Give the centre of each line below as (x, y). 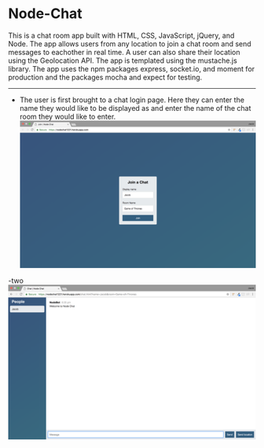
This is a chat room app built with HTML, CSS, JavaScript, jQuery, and (121, 35)
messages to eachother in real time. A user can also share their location (124, 52)
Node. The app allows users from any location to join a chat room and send (130, 43)
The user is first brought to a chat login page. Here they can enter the (132, 100)
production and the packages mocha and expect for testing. (105, 77)
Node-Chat (45, 14)
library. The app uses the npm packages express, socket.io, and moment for (132, 68)
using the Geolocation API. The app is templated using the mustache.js (123, 61)
